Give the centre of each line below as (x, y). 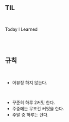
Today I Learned (21, 29)
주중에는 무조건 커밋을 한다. (38, 108)
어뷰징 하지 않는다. (30, 82)
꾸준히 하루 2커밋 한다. (34, 102)
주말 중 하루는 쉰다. (30, 115)
